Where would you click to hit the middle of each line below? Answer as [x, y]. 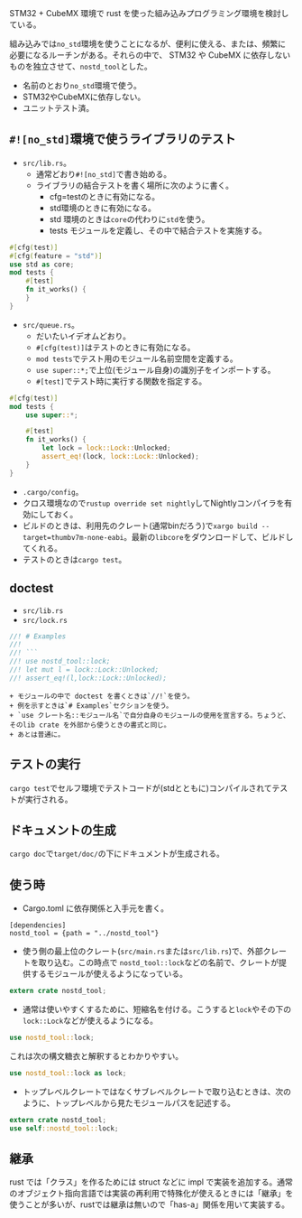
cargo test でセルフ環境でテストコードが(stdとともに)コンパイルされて [141, 787]
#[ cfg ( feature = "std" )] [56, 256]
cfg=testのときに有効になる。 [105, 196]
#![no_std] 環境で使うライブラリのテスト [123, 139]
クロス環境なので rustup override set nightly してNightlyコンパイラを [153, 503]
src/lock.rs [45, 620]
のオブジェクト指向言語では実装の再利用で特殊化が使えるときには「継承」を [151, 1194]
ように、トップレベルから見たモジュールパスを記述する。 [129, 1102]
